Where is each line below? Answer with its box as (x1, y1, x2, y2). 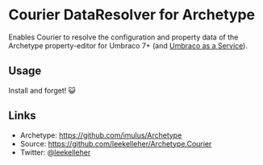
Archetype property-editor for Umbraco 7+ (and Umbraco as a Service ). (8, 40, 248, 50)
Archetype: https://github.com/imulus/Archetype (19, 130, 182, 140)
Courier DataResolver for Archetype (8, 6, 256, 24)
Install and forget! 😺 (8, 85, 77, 95)
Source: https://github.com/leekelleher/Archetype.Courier (19, 138, 212, 148)
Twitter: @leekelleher (19, 147, 91, 157)
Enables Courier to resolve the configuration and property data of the (8, 32, 239, 42)
